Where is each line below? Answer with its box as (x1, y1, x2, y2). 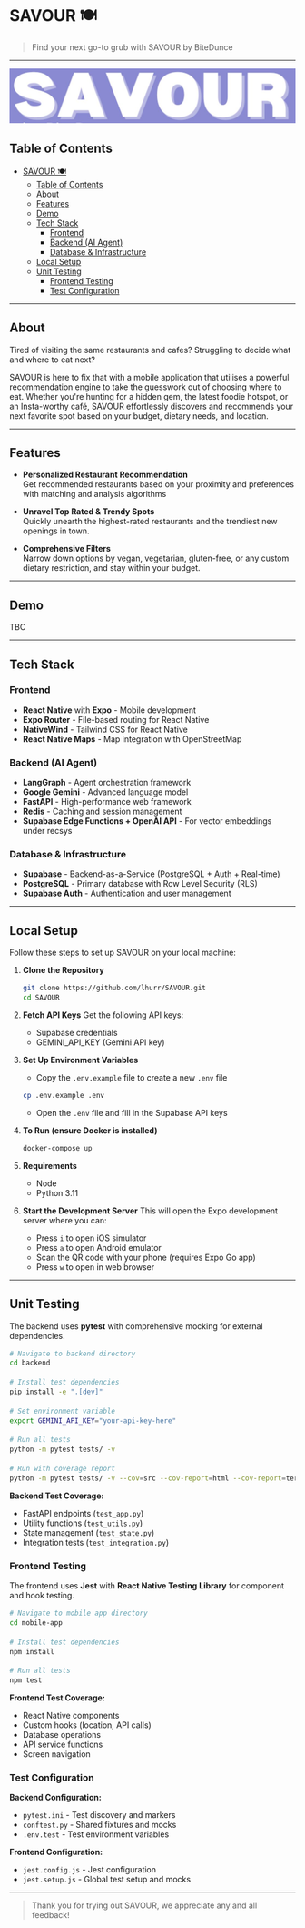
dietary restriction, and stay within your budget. (22, 563, 202, 573)
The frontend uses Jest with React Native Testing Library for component (9, 1580, 284, 1591)
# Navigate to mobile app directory (9, 1608, 148, 1619)
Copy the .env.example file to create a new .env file (35, 1072, 228, 1082)
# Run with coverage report (9, 1465, 116, 1474)
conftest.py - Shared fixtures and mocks (22, 1820, 177, 1831)
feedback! (31, 1910, 70, 1921)
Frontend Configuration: (9, 1847, 103, 1858)
